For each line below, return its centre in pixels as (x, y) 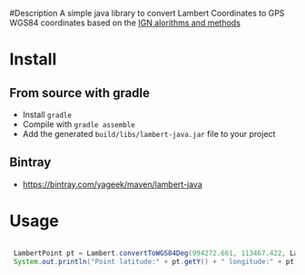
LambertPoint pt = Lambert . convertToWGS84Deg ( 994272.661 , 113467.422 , (149, 253)
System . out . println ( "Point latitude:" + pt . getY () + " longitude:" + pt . (156, 261)
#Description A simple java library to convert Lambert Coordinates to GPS (147, 13)
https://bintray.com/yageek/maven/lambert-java (112, 184)
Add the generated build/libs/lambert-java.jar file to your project (149, 134)
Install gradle (47, 114)
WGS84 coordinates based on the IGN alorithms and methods (125, 23)
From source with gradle (80, 93)
